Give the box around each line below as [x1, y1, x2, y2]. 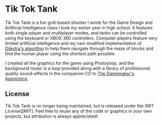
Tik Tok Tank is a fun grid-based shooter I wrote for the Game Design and [5, 20, 153, 25]
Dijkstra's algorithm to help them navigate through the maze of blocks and [5, 45, 154, 51]
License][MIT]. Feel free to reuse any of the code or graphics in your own [5, 108, 152, 114]
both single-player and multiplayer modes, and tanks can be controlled [5, 30, 147, 36]
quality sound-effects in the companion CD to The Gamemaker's [5, 70, 135, 76]
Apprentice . [5, 76, 29, 82]
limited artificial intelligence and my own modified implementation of [5, 40, 142, 46]
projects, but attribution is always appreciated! [5, 113, 98, 119]
